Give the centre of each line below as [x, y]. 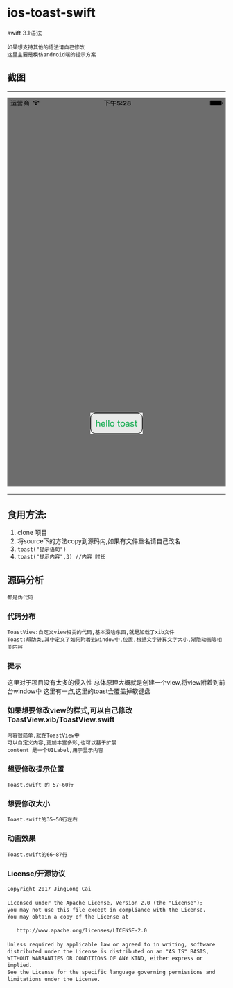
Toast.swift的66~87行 [37, 855]
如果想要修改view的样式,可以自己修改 [70, 710]
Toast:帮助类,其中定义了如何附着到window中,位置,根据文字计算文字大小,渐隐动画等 [112, 640]
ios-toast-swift [51, 13]
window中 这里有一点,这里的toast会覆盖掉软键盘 [82, 691]
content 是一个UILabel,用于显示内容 [55, 750]
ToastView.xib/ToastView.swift [61, 719]
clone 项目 [32, 533]
